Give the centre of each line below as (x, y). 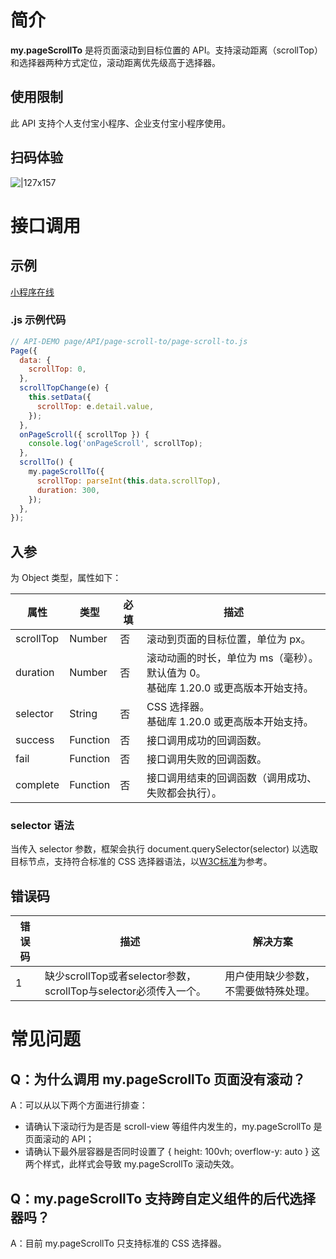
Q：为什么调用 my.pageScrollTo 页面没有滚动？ (158, 1079)
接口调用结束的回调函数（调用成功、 (231, 778)
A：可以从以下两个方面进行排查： (79, 1105)
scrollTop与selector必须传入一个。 (125, 991)
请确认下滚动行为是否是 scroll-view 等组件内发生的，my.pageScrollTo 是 (173, 1127)
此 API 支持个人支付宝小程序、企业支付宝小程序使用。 (121, 123)
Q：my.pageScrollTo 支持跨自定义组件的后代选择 (163, 1198)
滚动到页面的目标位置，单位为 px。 (229, 639)
